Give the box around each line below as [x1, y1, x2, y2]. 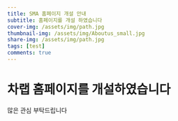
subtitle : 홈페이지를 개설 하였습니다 [7, 17, 103, 24]
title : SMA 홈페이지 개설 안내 [7, 10, 87, 17]
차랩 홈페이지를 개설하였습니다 [7, 82, 171, 98]
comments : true [7, 50, 52, 57]
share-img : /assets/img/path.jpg [7, 36, 105, 43]
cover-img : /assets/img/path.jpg [7, 23, 105, 30]
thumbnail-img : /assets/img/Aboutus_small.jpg [7, 29, 145, 37]
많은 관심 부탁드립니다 [7, 106, 68, 114]
